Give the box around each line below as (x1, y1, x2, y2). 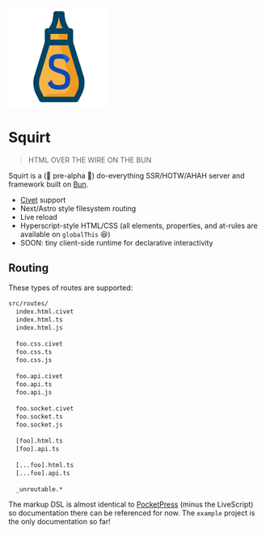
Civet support (19, 195, 66, 204)
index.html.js (15, 323, 63, 332)
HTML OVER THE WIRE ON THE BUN (27, 155, 152, 165)
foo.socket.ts (15, 412, 63, 421)
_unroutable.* (15, 485, 63, 494)
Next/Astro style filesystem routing (19, 204, 137, 213)
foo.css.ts (15, 347, 53, 356)
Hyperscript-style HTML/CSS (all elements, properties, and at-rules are (19, 221, 258, 230)
